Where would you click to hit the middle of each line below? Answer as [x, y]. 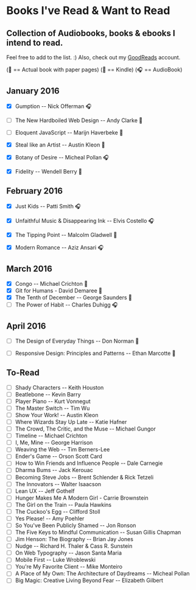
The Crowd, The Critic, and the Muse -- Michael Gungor [86, 429]
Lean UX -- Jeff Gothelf [45, 491]
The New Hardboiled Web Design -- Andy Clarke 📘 [79, 120]
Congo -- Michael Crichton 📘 [51, 283]
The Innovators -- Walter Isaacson [58, 484]
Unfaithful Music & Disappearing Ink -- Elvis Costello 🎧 [85, 220]
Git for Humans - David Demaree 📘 [58, 290]
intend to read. [35, 42]
